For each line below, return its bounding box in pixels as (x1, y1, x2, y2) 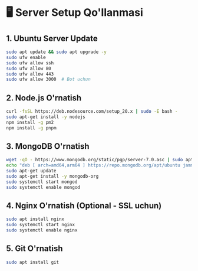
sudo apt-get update (6, 168, 57, 174)
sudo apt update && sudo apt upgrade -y (6, 49, 107, 55)
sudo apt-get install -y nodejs (6, 114, 85, 120)
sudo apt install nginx (6, 216, 65, 223)
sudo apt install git (6, 259, 60, 265)
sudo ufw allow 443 (6, 71, 54, 77)
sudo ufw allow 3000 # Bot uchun (6, 76, 91, 83)
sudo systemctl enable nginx (6, 227, 78, 233)
